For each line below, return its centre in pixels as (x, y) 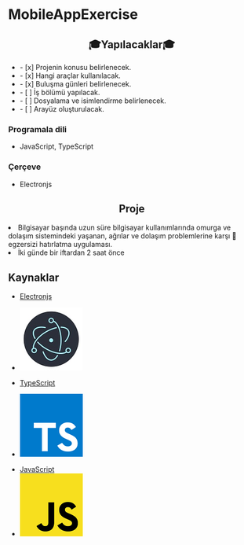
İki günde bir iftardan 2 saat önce (71, 252)
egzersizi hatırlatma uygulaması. (60, 245)
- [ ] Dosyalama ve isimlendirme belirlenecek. (93, 101)
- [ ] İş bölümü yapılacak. (60, 92)
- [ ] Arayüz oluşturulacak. (62, 109)
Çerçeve (25, 167)
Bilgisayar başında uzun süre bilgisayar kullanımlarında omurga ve (125, 228)
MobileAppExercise (73, 15)
